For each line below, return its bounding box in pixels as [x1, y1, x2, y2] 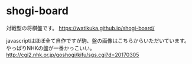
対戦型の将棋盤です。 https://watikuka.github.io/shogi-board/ [6, 24, 155, 31]
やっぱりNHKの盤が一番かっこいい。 [6, 44, 96, 52]
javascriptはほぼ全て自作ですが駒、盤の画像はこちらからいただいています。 [6, 37, 190, 44]
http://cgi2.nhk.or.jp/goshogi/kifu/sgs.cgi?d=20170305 [6, 51, 139, 58]
